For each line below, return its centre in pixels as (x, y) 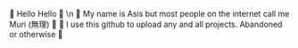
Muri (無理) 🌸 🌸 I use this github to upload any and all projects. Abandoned (146, 24)
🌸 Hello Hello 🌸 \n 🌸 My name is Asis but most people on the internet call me (149, 14)
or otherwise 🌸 (36, 34)
